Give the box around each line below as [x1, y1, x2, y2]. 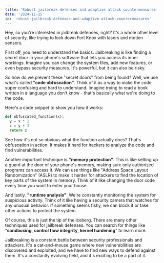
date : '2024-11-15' [5, 12, 45, 17]
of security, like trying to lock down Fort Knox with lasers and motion [5, 35, 143, 41]
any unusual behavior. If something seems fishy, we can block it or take [5, 202, 149, 208]
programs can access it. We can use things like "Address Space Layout [5, 167, 148, 173]
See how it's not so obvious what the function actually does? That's [5, 136, 141, 142]
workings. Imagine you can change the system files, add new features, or [5, 60, 153, 66]
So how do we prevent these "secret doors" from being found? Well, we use [5, 74, 158, 81]
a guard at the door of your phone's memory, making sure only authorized [5, 162, 154, 168]
